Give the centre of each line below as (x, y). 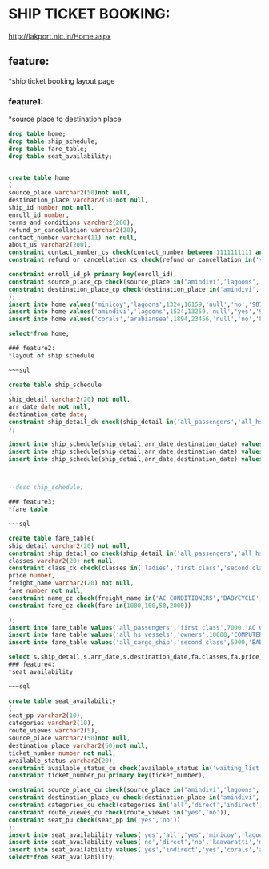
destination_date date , (48, 414)
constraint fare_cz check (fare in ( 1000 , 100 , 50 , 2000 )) (100, 606)
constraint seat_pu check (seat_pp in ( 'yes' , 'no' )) (94, 820)
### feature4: (32, 665)
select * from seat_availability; (62, 857)
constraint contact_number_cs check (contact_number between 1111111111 (130, 253)
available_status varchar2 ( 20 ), (62, 761)
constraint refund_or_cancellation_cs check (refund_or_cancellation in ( (132, 260)
